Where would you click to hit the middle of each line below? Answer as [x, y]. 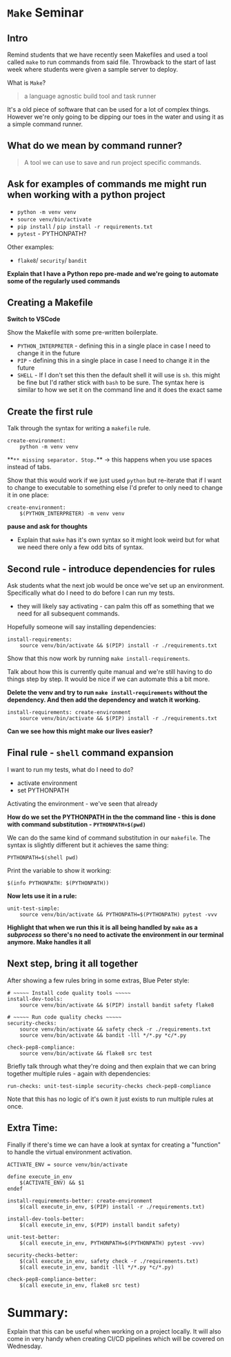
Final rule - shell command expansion [90, 753]
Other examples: [31, 247]
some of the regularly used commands [64, 281]
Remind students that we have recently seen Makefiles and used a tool [108, 55]
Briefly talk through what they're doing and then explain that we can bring [112, 1066]
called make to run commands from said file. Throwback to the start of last [112, 62]
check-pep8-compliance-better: [52, 1279]
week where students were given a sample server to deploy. [92, 69]
